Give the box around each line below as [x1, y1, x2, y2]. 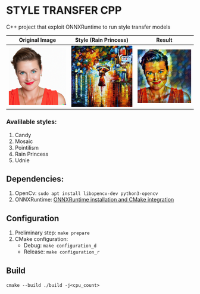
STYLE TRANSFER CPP [6, 4, 122, 17]
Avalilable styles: [6, 117, 57, 126]
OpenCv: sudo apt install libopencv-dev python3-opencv [14, 190, 158, 197]
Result [156, 36, 173, 44]
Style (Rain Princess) [75, 36, 129, 44]
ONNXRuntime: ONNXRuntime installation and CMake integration [14, 196, 174, 203]
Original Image [18, 36, 57, 44]
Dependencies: [6, 174, 64, 184]
